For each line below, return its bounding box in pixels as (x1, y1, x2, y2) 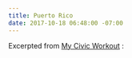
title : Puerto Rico (8, 11, 74, 20)
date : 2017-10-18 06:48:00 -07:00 (8, 19, 124, 27)
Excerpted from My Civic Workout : (8, 41, 124, 50)
